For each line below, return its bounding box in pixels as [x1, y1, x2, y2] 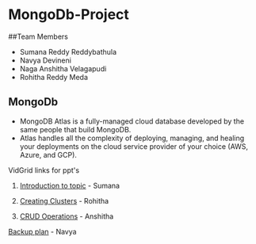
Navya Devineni [19, 55, 71, 65]
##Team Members [8, 32, 69, 41]
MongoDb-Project [8, 6, 129, 24]
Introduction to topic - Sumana [19, 181, 120, 190]
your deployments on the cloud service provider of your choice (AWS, [19, 141, 248, 151]
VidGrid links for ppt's [8, 165, 80, 175]
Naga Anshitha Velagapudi [19, 63, 107, 73]
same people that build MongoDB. [19, 124, 132, 134]
